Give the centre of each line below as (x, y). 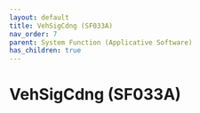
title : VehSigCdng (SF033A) (61, 26)
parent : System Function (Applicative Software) (101, 42)
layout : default (39, 17)
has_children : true (45, 51)
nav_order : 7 (33, 34)
